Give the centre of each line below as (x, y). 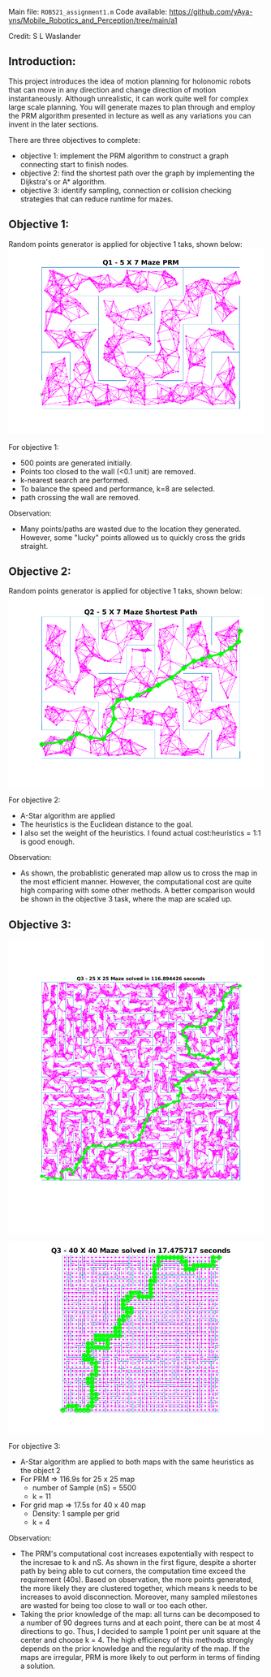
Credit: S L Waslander (45, 36)
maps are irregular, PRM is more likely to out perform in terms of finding (140, 1658)
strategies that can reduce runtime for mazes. (97, 199)
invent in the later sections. (54, 124)
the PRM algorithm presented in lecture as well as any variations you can (130, 115)
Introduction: (42, 61)
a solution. (37, 1666)
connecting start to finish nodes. (75, 164)
